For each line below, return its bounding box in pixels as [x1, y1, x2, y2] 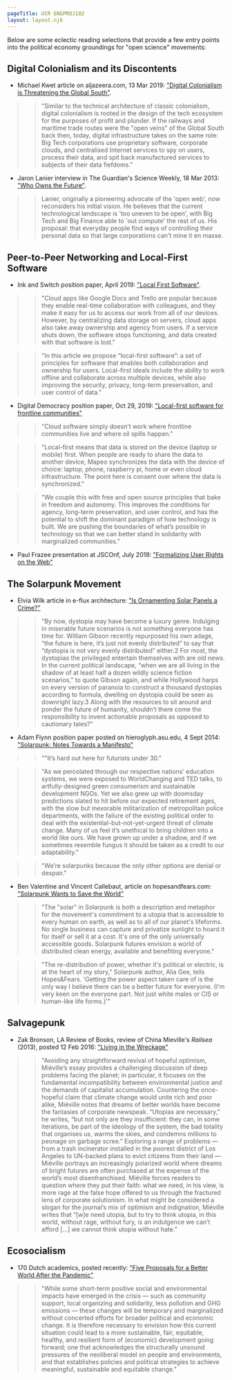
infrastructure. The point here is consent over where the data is [41, 473, 222, 481]
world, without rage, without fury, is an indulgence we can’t [41, 1218, 211, 1226]
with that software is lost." [41, 338, 116, 346]
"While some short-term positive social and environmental [41, 1284, 207, 1292]
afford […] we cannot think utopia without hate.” [41, 1225, 177, 1234]
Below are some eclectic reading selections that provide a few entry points [7, 35, 220, 44]
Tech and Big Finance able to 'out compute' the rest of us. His [41, 217, 217, 225]
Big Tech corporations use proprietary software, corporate [41, 139, 209, 147]
